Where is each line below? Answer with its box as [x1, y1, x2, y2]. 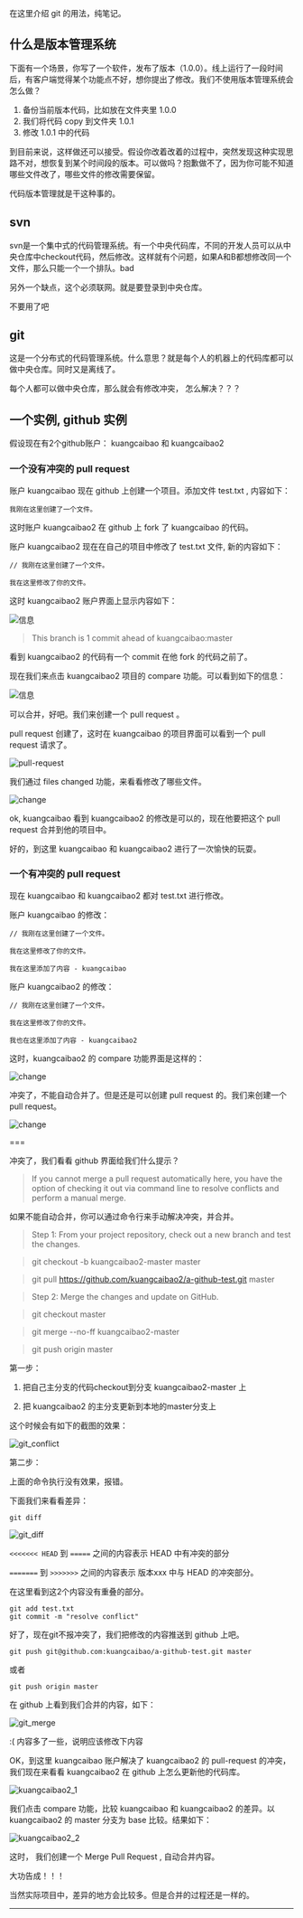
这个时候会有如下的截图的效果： [9, 1420, 128, 1431]
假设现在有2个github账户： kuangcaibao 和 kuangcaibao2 [9, 437, 225, 449]
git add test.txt [9, 1603, 75, 1613]
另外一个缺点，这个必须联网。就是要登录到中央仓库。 [9, 281, 207, 292]
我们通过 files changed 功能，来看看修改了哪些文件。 [9, 776, 207, 786]
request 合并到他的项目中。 [9, 823, 112, 834]
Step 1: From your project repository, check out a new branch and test [31, 1228, 291, 1240]
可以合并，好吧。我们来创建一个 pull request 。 [9, 709, 185, 719]
